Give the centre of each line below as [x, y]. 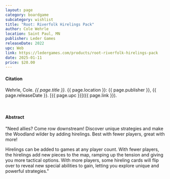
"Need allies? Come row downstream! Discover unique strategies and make [84, 128]
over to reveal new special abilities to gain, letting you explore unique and [82, 165]
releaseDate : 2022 [25, 43]
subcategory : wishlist [29, 19]
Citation [14, 79]
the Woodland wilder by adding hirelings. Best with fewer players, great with [85, 134]
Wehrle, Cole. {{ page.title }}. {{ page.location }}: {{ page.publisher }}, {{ [81, 90]
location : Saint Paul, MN [33, 34]
